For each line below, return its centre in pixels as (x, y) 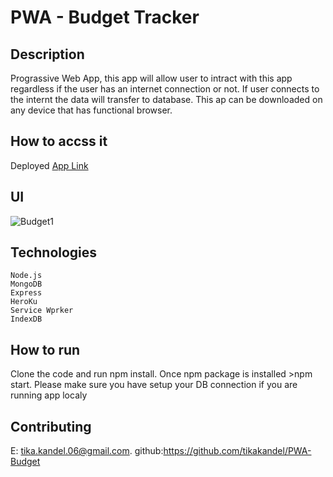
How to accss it (59, 141)
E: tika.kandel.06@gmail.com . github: (87, 451)
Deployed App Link (49, 165)
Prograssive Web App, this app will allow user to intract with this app (151, 78)
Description (47, 54)
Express (26, 293)
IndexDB (26, 319)
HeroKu (24, 302)
